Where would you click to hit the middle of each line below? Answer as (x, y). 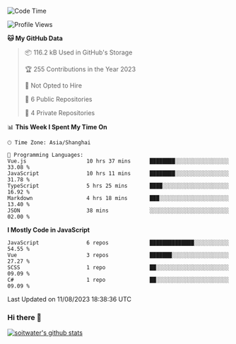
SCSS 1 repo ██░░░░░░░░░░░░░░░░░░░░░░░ (118, 268)
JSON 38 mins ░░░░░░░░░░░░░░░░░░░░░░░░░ (118, 210)
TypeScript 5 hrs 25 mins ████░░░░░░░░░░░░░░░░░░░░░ (118, 186)
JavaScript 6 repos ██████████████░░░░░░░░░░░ (118, 243)
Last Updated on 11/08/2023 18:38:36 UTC (70, 299)
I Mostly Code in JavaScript (49, 230)
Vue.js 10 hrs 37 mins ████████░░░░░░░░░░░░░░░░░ (118, 161)
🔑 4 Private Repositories (60, 113)
